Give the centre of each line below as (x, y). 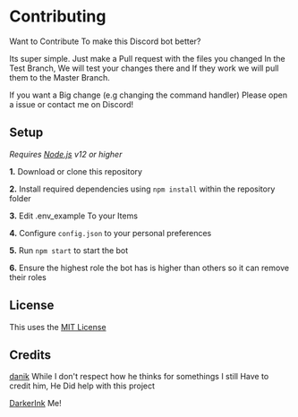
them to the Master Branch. (60, 77)
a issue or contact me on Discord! (72, 104)
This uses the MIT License (58, 327)
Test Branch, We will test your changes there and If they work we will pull (144, 68)
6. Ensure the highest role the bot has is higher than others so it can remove (149, 268)
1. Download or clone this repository (76, 171)
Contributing (58, 17)
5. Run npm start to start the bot (69, 250)
